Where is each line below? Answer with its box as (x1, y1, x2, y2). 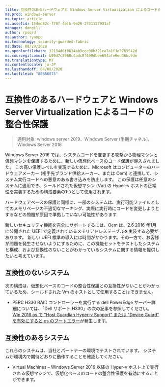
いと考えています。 (9, 252, 48, 259)
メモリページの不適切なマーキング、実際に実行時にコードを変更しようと (13, 205, 160, 211)
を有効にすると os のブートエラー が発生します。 (12, 317, 110, 323)
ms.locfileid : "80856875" (5, 71, 58, 76)
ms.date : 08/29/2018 (5, 44, 48, 49)
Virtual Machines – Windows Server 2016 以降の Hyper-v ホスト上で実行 (12, 364, 159, 370)
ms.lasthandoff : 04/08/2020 (5, 67, 63, 72)
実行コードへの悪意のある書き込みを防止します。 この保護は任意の (18, 176, 152, 182)
